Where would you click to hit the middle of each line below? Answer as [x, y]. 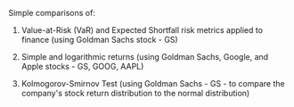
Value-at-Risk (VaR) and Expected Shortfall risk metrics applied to [142, 30]
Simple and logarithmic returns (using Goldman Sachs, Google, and [145, 57]
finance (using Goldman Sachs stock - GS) [100, 40]
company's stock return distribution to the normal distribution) [135, 93]
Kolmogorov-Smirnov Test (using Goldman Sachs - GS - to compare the [153, 83]
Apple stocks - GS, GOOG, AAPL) [82, 66]
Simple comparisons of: [52, 13]
